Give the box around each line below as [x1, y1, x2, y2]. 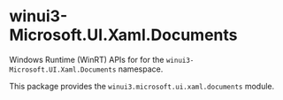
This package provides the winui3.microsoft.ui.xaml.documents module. [9, 81, 275, 91]
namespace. [118, 64, 164, 74]
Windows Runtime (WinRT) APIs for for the [9, 54, 164, 65]
